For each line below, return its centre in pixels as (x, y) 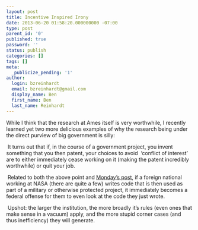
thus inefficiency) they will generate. (51, 220)
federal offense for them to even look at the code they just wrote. (85, 196)
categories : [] (25, 56)
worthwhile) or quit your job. (41, 166)
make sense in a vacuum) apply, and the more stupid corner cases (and (94, 214)
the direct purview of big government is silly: (61, 135)
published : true (26, 39)
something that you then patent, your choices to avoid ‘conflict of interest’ (97, 153)
